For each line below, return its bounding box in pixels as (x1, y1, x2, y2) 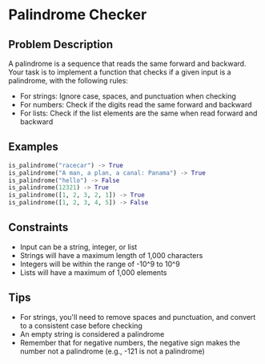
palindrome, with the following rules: (8, 76, 128, 85)
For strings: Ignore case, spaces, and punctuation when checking (19, 91, 236, 101)
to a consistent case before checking (19, 321, 143, 330)
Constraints (8, 220, 69, 234)
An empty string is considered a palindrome (19, 329, 165, 338)
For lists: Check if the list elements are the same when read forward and (19, 108, 258, 118)
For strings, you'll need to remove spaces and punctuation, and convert (19, 312, 256, 322)
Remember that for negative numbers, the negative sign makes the (19, 338, 240, 347)
